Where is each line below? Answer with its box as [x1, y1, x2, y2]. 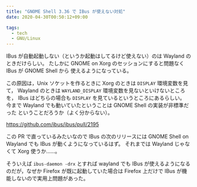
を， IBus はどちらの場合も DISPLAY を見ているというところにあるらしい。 [6, 95, 185, 102]
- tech [11, 30, 28, 36]
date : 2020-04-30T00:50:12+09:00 [6, 14, 88, 20]
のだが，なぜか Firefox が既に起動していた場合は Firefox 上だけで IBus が [6, 168, 182, 175]
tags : [6, 25, 19, 31]
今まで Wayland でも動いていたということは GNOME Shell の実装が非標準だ [6, 102, 189, 109]
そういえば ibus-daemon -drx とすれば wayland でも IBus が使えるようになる [6, 160, 191, 168]
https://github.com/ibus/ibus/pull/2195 [6, 121, 99, 128]
